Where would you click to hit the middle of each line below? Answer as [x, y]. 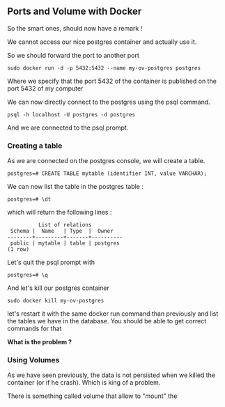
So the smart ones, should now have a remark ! [75, 28]
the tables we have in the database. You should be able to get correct [107, 321]
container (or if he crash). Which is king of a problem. [84, 383]
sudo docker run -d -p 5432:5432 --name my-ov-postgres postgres [104, 68]
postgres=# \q [28, 275]
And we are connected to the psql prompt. [68, 128]
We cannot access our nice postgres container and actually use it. [102, 42]
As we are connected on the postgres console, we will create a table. [106, 161]
